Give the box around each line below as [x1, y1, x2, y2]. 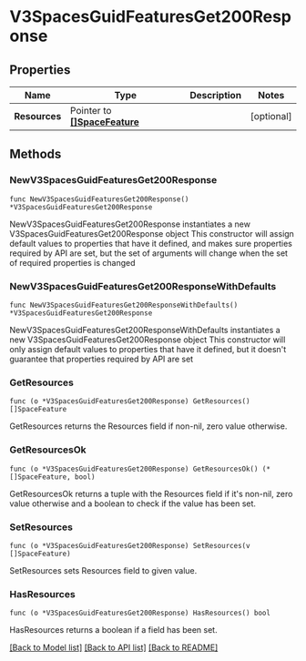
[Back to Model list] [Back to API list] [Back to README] [9, 642, 219, 653]
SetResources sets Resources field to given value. [9, 564, 198, 575]
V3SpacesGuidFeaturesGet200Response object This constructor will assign [9, 228, 294, 239]
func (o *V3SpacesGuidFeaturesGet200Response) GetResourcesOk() [9, 464, 259, 473]
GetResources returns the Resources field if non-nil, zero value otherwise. [9, 421, 288, 432]
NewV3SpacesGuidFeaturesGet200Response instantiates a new [9, 219, 250, 229]
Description [189, 89, 242, 101]
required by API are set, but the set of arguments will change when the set [9, 248, 289, 259]
